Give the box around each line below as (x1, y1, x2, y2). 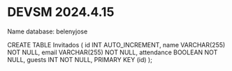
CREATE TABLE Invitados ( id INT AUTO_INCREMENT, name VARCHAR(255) (7, 40, 226, 49)
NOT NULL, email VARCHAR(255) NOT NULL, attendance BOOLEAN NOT (7, 48, 218, 56)
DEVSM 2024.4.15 (7, 4, 115, 20)
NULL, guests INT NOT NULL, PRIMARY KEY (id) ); (7, 55, 152, 63)
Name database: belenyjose (7, 27, 88, 35)
